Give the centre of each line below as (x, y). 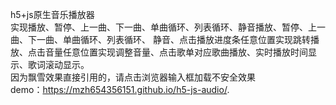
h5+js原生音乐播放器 (52, 14)
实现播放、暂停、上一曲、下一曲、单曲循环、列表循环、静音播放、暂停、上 (163, 27)
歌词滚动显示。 (58, 64)
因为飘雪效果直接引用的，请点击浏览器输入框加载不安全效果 (133, 77)
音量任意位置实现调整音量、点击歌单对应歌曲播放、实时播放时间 (176, 52)
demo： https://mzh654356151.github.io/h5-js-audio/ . (120, 89)
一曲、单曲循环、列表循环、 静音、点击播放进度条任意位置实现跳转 (173, 39)
